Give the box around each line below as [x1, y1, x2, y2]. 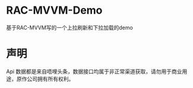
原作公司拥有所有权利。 [16, 75, 74, 82]
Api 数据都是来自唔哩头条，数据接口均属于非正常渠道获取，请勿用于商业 [6, 68, 182, 75]
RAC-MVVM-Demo [6, 4, 103, 17]
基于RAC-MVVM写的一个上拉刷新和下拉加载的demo [6, 24, 134, 31]
